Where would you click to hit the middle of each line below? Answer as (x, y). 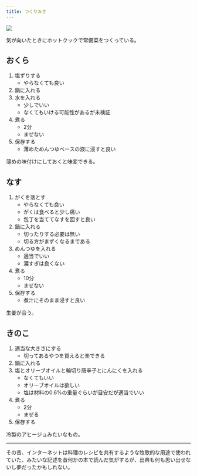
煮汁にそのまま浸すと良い (54, 300)
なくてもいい (39, 378)
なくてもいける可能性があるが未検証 (67, 112)
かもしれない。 (55, 467)
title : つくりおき (26, 11)
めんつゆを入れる (35, 249)
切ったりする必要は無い (52, 234)
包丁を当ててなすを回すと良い (59, 219)
